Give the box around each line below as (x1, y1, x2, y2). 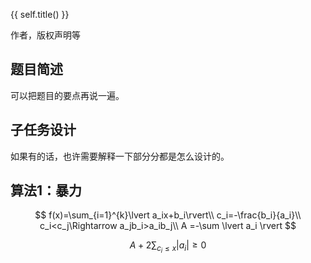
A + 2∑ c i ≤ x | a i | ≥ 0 (129, 239, 207, 255)
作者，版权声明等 (10, 29, 81, 41)
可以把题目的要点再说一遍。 (10, 89, 125, 101)
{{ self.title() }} (10, 9, 70, 20)
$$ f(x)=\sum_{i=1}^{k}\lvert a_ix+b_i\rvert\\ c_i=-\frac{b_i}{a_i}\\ (34, 209, 302, 221)
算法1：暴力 (10, 182, 83, 199)
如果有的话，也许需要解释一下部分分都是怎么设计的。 (10, 150, 230, 162)
